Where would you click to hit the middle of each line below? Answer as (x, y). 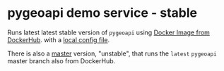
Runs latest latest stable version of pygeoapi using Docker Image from (109, 32)
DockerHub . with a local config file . (59, 39)
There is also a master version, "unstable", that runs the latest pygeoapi (112, 53)
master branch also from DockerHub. (61, 60)
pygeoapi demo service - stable (102, 13)
